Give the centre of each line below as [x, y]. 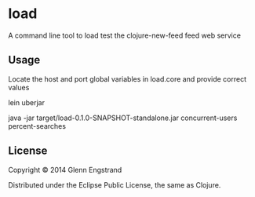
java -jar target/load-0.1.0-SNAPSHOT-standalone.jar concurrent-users [123, 118]
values [19, 87]
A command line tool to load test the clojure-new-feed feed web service [125, 35]
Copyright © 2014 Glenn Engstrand [65, 170]
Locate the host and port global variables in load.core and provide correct [127, 78]
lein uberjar [27, 102]
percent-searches [37, 126]
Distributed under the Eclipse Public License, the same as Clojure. [115, 184]
